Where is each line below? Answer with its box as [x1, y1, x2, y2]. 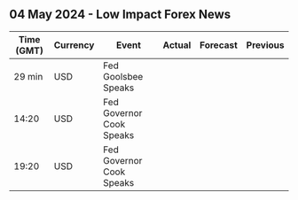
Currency [53, 39, 95, 51]
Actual [162, 39, 192, 51]
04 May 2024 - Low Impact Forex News [9, 7, 231, 22]
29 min [13, 70, 43, 82]
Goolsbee [103, 70, 144, 82]
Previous [246, 39, 285, 51]
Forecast [199, 39, 238, 51]
